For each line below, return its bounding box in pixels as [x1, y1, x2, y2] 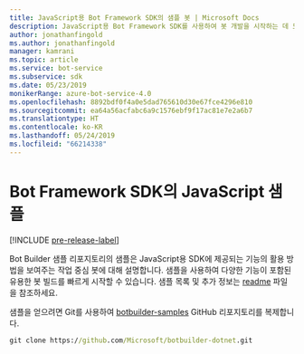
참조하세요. [18, 287, 59, 298]
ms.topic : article [9, 55, 79, 64]
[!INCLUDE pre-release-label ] [9, 234, 119, 245]
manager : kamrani [9, 47, 75, 56]
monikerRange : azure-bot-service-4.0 [9, 89, 152, 98]
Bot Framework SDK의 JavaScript [9, 181, 265, 202]
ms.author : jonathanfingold [9, 38, 116, 48]
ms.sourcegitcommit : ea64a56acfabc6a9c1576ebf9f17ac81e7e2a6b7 [9, 106, 253, 115]
